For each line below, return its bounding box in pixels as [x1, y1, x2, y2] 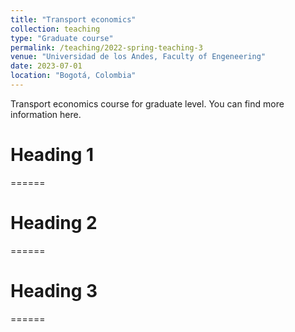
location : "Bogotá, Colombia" [10, 71, 137, 81]
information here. [10, 108, 82, 120]
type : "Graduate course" [10, 33, 114, 43]
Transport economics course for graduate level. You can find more [10, 97, 285, 110]
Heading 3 [10, 279, 98, 302]
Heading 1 [10, 144, 95, 166]
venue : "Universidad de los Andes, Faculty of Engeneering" [10, 52, 267, 62]
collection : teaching [10, 24, 101, 34]
